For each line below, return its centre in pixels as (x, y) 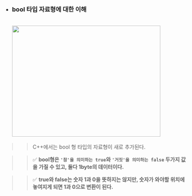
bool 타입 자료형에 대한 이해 (49, 9)
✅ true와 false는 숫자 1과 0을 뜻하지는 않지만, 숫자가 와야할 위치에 (108, 179)
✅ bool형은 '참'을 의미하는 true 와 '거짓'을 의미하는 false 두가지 (106, 160)
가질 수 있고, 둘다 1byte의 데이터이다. (81, 167)
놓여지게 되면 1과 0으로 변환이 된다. (73, 187)
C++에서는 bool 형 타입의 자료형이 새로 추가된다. (89, 147)
